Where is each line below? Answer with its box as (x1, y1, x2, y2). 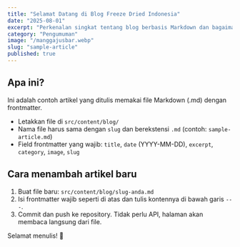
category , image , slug (17, 147, 80, 156)
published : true (7, 51, 56, 58)
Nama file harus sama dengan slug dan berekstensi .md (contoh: (17, 124, 207, 133)
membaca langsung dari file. (17, 217, 102, 226)
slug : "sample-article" (7, 44, 79, 51)
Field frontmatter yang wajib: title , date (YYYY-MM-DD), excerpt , (17, 140, 214, 148)
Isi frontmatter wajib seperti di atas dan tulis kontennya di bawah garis (17, 194, 224, 203)
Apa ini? (7, 76, 45, 89)
